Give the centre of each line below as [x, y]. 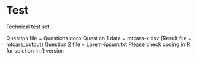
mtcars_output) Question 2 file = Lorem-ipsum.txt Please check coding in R [98, 44]
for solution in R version [35, 50]
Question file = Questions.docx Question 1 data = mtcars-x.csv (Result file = [99, 38]
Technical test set [28, 27]
